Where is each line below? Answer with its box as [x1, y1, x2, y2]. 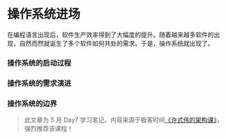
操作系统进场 [7, 6, 81, 22]
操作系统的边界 [7, 98, 58, 108]
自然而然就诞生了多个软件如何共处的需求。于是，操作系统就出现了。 [19, 39, 214, 47]
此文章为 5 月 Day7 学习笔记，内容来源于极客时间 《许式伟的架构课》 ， [24, 115, 224, 124]
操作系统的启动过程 [7, 58, 72, 68]
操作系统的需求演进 [7, 78, 72, 88]
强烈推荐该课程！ [24, 124, 74, 133]
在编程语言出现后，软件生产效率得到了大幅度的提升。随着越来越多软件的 [7, 30, 214, 39]
